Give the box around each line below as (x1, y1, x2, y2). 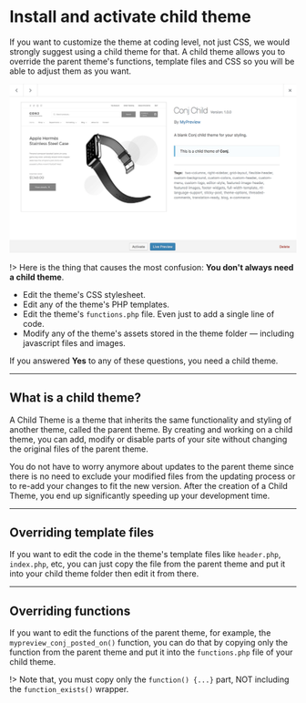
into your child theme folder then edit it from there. (9, 568, 199, 579)
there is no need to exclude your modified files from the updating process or (9, 471, 296, 482)
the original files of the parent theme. (9, 443, 148, 454)
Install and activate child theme (9, 6, 252, 27)
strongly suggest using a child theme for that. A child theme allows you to (9, 46, 285, 56)
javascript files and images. (22, 337, 126, 348)
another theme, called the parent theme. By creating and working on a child (9, 423, 293, 434)
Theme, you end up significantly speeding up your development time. (9, 490, 270, 501)
